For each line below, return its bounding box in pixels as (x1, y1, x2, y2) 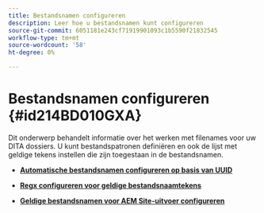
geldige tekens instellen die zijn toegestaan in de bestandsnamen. (8, 149, 224, 159)
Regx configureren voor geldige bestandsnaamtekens (19, 180, 202, 190)
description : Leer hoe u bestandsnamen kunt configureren (8, 19, 204, 27)
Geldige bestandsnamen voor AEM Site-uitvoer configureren (19, 196, 225, 205)
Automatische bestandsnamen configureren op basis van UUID (19, 165, 233, 175)
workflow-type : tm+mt (8, 33, 80, 42)
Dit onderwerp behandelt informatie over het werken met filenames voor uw (8, 133, 256, 142)
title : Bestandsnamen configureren (8, 11, 126, 20)
